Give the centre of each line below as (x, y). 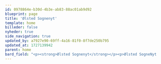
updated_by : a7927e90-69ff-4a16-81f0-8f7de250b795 (57, 41)
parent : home (18, 50)
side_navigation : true (28, 37)
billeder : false (21, 27)
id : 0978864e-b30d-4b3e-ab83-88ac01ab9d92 (48, 9)
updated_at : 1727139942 (29, 45)
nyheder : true (19, 32)
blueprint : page (21, 14)
